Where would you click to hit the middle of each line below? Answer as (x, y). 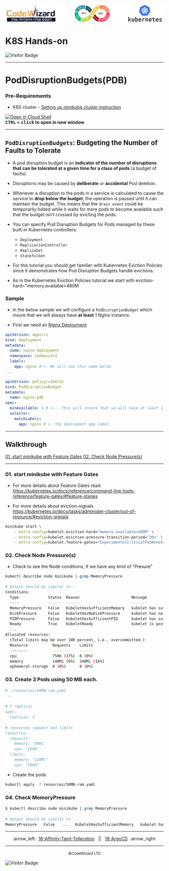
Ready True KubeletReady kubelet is (82, 624)
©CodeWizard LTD (84, 854)
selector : (20, 414)
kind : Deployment (23, 340)
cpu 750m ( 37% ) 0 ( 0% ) (52, 656)
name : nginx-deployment (34, 351)
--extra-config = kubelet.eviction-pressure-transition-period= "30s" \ (89, 537)
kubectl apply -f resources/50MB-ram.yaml (50, 784)
